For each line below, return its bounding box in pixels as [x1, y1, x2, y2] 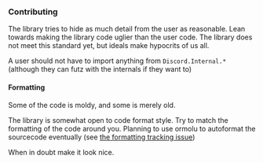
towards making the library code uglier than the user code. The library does [8, 32, 253, 42]
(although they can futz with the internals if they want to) [8, 65, 192, 74]
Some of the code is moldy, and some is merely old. [8, 100, 176, 109]
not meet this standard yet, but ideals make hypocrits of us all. [8, 41, 210, 50]
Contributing [8, 6, 58, 17]
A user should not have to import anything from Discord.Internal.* [8, 56, 226, 65]
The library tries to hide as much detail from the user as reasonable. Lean [8, 24, 246, 34]
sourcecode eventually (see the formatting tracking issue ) [8, 132, 195, 142]
